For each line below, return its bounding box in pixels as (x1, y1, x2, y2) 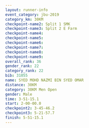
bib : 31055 (5, 73, 28, 78)
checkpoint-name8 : (5, 49, 43, 54)
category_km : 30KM (5, 17, 43, 22)
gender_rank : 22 (5, 63, 39, 69)
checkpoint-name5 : (5, 36, 43, 41)
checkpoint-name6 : (5, 40, 43, 45)
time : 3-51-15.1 (5, 96, 39, 101)
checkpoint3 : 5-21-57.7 (5, 110, 55, 116)
